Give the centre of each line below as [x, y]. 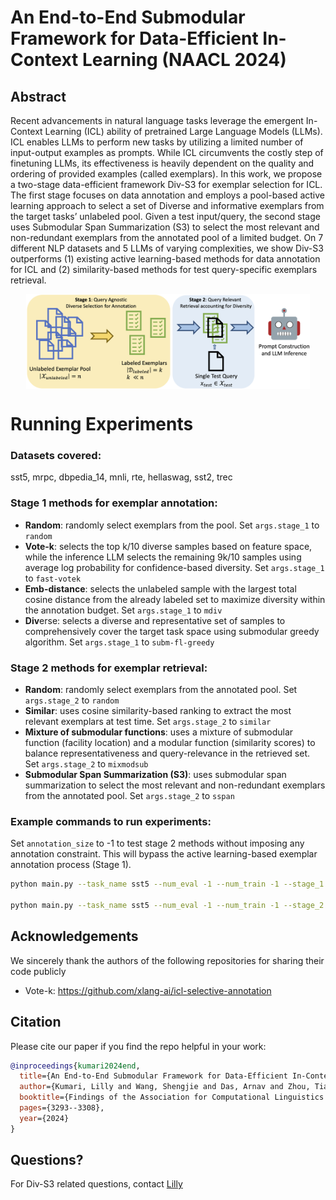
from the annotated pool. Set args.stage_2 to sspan [129, 795]
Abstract [38, 96]
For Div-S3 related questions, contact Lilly [96, 1184]
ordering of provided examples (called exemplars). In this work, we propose [166, 174]
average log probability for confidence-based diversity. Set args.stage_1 [174, 567]
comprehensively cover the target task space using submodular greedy [172, 631]
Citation [36, 1022]
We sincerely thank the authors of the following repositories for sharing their [167, 960]
